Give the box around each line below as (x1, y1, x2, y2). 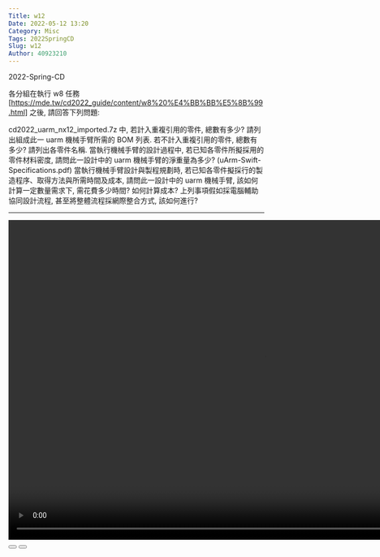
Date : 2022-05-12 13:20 (8, 19, 89, 28)
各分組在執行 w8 (8, 89, 64, 98)
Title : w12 (8, 11, 45, 20)
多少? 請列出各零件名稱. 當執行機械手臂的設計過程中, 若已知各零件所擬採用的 (8, 145, 265, 154)
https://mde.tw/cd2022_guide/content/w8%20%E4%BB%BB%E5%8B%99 (11, 98, 264, 107)
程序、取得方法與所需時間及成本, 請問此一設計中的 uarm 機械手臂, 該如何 (15, 175, 258, 185)
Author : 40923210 (8, 50, 67, 58)
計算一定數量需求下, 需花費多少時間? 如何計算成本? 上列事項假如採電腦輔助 (8, 186, 259, 195)
